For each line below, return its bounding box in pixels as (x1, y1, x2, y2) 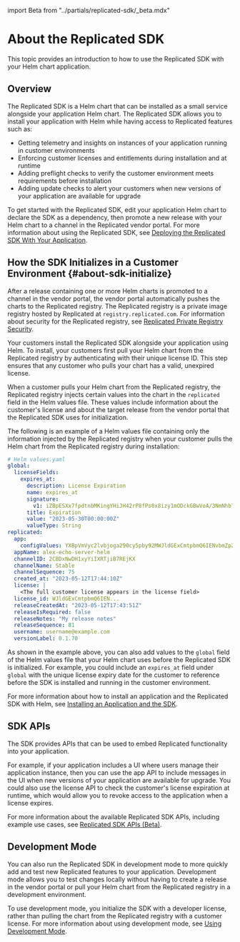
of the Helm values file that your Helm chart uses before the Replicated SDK (7, 656, 231, 664)
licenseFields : (14, 469, 59, 476)
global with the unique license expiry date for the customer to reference (7, 671, 220, 679)
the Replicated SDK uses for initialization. (7, 413, 129, 421)
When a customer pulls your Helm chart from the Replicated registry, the (7, 382, 221, 391)
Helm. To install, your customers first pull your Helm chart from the (7, 346, 204, 354)
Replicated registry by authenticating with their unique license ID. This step (7, 354, 228, 362)
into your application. (7, 746, 70, 756)
